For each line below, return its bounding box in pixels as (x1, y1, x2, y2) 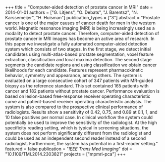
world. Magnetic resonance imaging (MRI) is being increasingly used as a (5, 25, 155, 31)
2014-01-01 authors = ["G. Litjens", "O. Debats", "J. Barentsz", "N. (5, 9, 138, 15)
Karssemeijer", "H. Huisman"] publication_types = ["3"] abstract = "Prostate (5, 15, 160, 20)
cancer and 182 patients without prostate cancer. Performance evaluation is (5, 88, 160, 94)
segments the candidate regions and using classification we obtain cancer (5, 62, 157, 68)
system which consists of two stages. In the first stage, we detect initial (5, 46, 151, 52)
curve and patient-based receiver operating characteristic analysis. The (5, 99, 152, 104)
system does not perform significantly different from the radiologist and (5, 130, 152, 136)
